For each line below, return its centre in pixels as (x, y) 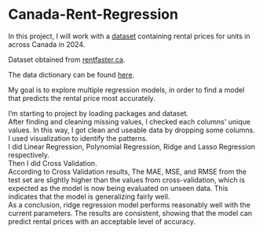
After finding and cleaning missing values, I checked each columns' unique (130, 121)
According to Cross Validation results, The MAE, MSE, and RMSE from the (128, 171)
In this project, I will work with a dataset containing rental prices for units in (130, 36)
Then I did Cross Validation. (53, 163)
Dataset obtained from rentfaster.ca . (67, 59)
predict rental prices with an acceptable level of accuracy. (102, 221)
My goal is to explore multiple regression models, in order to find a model (126, 90)
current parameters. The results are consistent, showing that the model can (130, 213)
